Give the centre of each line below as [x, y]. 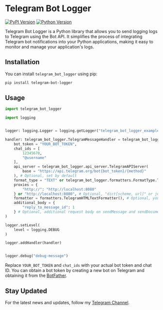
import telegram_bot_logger [33, 109]
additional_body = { [34, 203]
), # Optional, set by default [45, 176]
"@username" [35, 158]
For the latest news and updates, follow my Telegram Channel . [67, 302]
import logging [20, 118]
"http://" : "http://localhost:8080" [59, 189]
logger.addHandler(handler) [33, 243]
